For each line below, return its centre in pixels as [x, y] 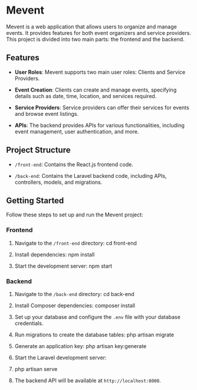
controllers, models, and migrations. [58, 182]
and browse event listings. [46, 113]
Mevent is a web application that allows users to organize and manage [91, 27]
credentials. [29, 323]
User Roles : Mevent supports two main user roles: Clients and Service [100, 72]
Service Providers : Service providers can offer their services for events [102, 108]
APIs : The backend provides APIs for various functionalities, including [99, 125]
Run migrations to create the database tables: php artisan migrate [94, 334]
